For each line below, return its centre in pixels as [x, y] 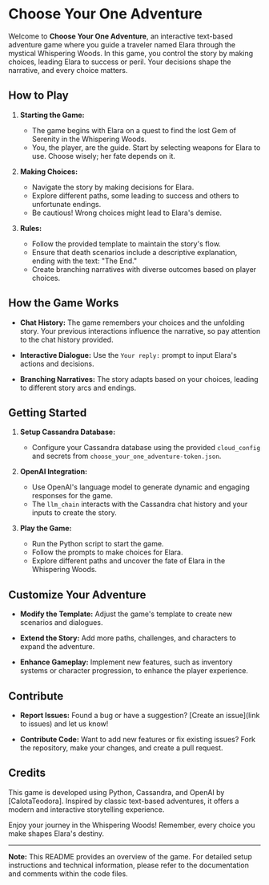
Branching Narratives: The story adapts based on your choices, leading [139, 379]
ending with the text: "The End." [84, 261]
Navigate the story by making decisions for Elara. [113, 187]
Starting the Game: [52, 115]
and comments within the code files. [68, 873]
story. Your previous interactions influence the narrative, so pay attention [140, 331]
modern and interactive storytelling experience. [86, 809]
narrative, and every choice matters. [68, 70]
